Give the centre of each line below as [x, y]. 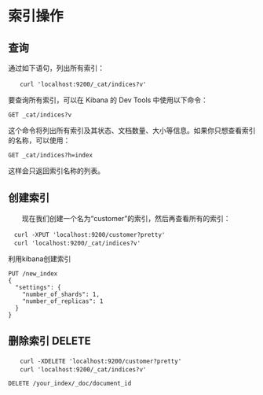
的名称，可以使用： [39, 140]
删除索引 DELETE [50, 341]
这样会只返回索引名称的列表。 [56, 171]
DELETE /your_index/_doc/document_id [70, 383]
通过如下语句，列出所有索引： [56, 68]
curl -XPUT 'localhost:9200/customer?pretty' [89, 234]
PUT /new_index [33, 273]
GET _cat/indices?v [40, 115]
